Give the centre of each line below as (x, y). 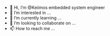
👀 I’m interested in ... (30, 13)
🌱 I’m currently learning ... (36, 18)
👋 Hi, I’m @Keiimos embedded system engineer (57, 8)
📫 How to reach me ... (32, 28)
